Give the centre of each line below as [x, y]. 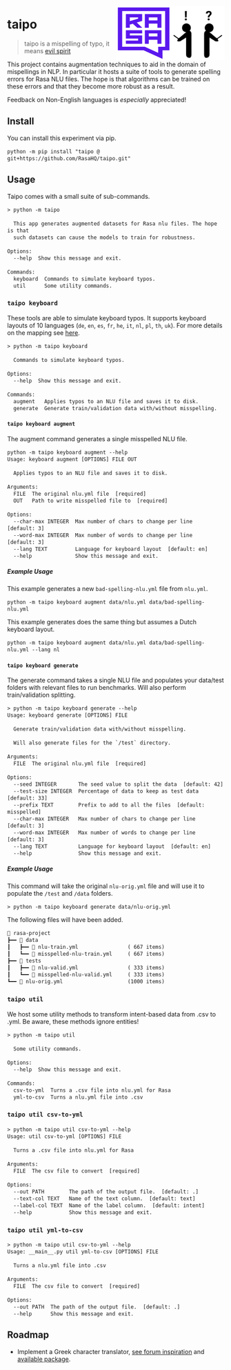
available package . [44, 1359]
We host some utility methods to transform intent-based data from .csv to [111, 1014]
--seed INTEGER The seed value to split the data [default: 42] [119, 784]
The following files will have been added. [65, 920]
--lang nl [46, 650]
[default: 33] [28, 798]
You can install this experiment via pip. [62, 138]
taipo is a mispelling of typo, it [67, 44]
